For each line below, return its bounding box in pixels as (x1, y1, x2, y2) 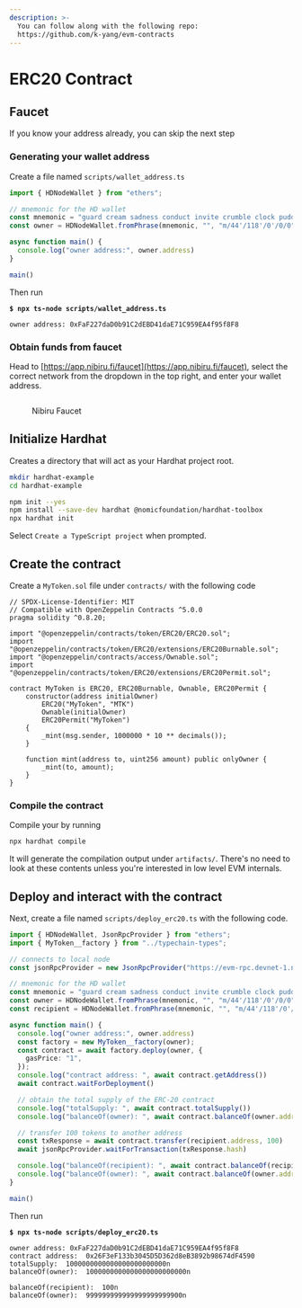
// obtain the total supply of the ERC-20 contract (17, 1095, 216, 1104)
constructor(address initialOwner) (25, 691, 159, 701)
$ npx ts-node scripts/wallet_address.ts (9, 304, 167, 313)
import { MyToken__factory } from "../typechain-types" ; (9, 939, 227, 948)
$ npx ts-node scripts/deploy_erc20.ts (9, 1228, 159, 1237)
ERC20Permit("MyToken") (41, 716, 130, 725)
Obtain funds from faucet (9, 341, 123, 353)
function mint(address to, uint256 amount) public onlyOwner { (25, 754, 268, 764)
